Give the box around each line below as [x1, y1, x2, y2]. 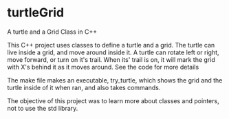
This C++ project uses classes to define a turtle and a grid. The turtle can [7, 41, 215, 49]
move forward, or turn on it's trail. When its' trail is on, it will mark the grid [7, 55, 215, 63]
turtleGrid [7, 5, 65, 21]
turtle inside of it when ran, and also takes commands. [7, 83, 161, 91]
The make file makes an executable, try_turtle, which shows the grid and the [7, 76, 223, 84]
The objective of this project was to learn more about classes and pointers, [7, 96, 219, 105]
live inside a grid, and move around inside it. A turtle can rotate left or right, [7, 48, 219, 56]
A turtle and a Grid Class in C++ [7, 28, 98, 36]
